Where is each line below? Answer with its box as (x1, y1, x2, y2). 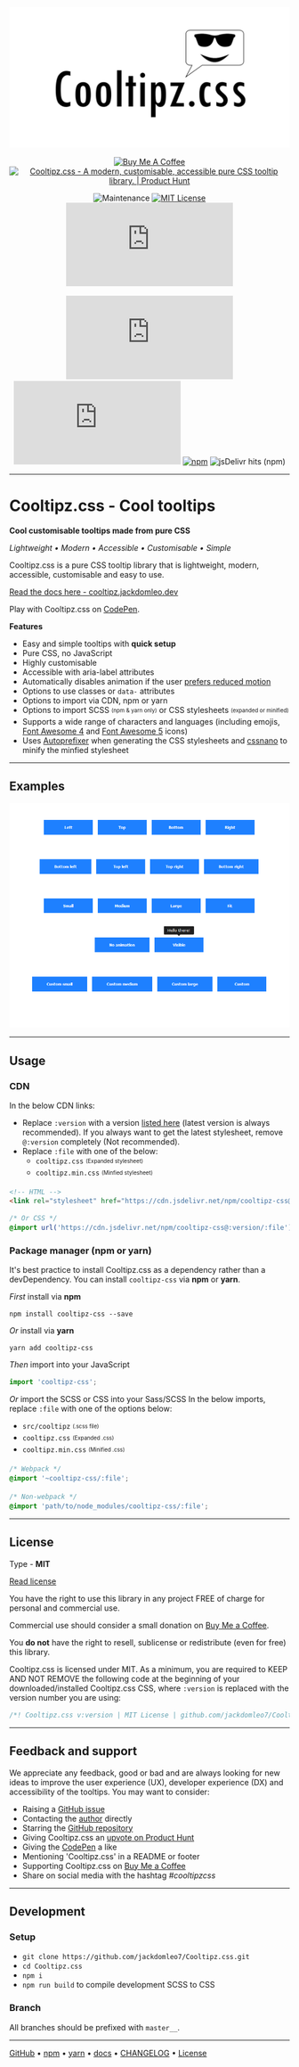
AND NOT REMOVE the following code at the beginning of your (9, 1673, 240, 1684)
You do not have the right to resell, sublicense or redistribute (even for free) (9, 1636, 287, 1647)
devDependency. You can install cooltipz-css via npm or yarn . (9, 1274, 240, 1285)
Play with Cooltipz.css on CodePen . (9, 603, 141, 614)
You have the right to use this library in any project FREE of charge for (9, 1593, 265, 1604)
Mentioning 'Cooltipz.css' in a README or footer (21, 1850, 200, 1861)
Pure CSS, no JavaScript (21, 647, 113, 658)
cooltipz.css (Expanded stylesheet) (35, 1157, 144, 1166)
